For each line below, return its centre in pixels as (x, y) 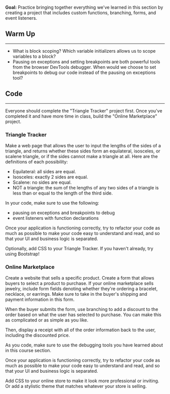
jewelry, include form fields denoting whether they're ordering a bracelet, (81, 289)
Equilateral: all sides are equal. (44, 171)
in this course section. (28, 350)
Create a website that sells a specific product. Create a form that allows (80, 278)
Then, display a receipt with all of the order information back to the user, (80, 330)
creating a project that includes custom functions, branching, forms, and (81, 13)
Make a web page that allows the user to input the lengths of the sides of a (83, 145)
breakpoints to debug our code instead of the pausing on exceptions (84, 72)
